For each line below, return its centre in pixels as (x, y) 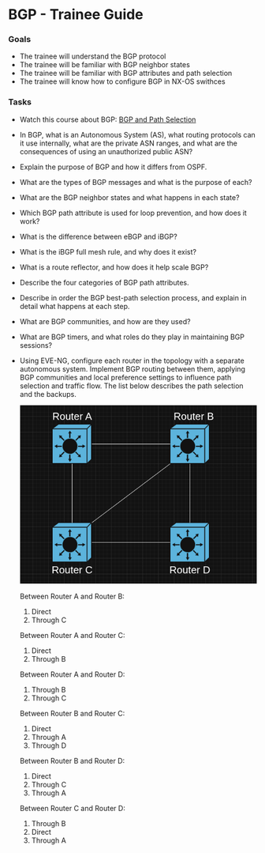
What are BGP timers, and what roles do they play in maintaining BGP (132, 337)
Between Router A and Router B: (72, 596)
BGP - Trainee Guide (76, 15)
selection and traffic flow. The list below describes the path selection (131, 386)
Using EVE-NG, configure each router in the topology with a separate (132, 360)
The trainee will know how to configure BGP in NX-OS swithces (123, 81)
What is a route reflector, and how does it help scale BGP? (114, 267)
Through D (49, 745)
